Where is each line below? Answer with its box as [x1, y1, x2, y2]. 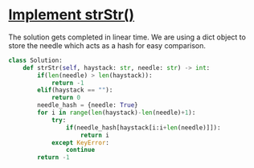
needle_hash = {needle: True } [37, 101, 138, 109]
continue [65, 146, 95, 154]
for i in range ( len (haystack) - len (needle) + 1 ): [37, 109, 196, 117]
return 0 [51, 94, 81, 102]
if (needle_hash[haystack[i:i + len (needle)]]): [65, 123, 221, 132]
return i [80, 131, 110, 139]
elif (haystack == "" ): [37, 86, 113, 94]
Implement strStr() [8, 6, 135, 24]
